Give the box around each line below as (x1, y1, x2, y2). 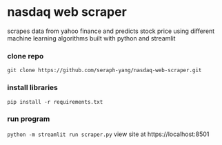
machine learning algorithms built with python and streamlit (7, 34, 176, 42)
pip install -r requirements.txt (7, 98, 103, 105)
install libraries (7, 83, 59, 93)
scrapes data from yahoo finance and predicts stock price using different (7, 27, 215, 35)
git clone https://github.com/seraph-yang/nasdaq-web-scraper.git (7, 67, 202, 74)
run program (7, 114, 50, 124)
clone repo (7, 51, 44, 60)
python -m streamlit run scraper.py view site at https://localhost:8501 (7, 130, 210, 138)
